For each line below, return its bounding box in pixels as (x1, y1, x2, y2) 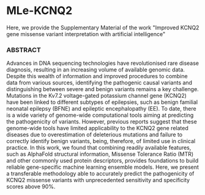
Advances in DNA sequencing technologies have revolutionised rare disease (6, 59, 199, 67)
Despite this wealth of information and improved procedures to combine (6, 73, 188, 80)
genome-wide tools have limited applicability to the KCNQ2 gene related (6, 125, 188, 132)
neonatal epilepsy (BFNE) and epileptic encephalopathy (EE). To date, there (6, 105, 197, 112)
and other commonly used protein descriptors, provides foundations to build (6, 157, 199, 164)
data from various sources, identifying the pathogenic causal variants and (6, 79, 193, 86)
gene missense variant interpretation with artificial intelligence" (6, 30, 166, 37)
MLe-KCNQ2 (6, 4, 73, 18)
